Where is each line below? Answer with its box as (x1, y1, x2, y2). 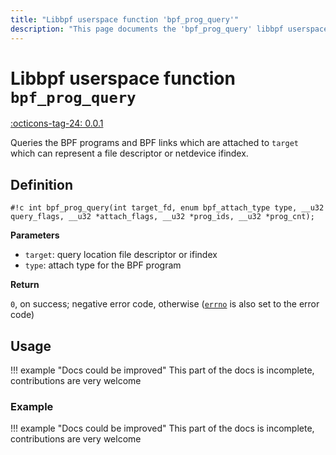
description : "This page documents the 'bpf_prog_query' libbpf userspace (10, 24, 329, 34)
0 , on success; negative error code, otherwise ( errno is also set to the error (10, 298, 320, 310)
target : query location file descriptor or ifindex (24, 249, 218, 261)
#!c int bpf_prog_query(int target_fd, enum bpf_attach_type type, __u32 (10, 203, 325, 213)
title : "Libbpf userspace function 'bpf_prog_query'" (10, 14, 240, 25)
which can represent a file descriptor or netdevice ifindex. (10, 147, 249, 160)
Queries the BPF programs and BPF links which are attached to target (10, 137, 299, 149)
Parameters (10, 229, 60, 241)
